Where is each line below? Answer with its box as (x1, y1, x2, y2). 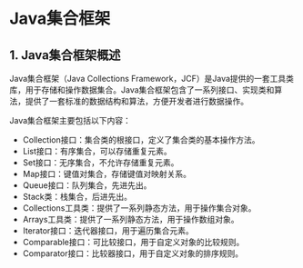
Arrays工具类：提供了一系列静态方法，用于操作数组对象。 (22, 214, 239, 224)
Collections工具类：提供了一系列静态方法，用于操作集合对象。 (22, 203, 257, 213)
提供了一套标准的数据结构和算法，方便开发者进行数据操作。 (25, 96, 248, 106)
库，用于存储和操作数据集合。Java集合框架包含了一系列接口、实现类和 (9, 84, 275, 95)
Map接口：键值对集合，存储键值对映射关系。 (22, 169, 191, 179)
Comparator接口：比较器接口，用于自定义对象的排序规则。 (22, 248, 244, 259)
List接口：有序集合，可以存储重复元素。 (22, 146, 173, 156)
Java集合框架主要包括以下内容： (9, 115, 132, 125)
